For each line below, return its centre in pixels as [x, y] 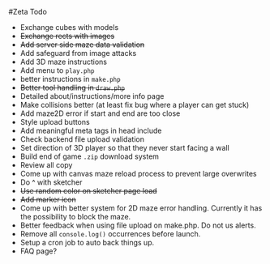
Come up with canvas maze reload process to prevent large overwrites [138, 174]
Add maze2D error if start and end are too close [100, 113]
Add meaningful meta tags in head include [91, 130]
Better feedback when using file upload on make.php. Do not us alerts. [138, 225]
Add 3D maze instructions [64, 62]
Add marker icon [48, 199]
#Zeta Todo [28, 12]
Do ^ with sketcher [51, 182]
